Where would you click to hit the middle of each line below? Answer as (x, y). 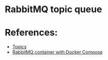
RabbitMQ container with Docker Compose (57, 52)
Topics (19, 47)
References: (31, 33)
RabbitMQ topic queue (53, 9)
